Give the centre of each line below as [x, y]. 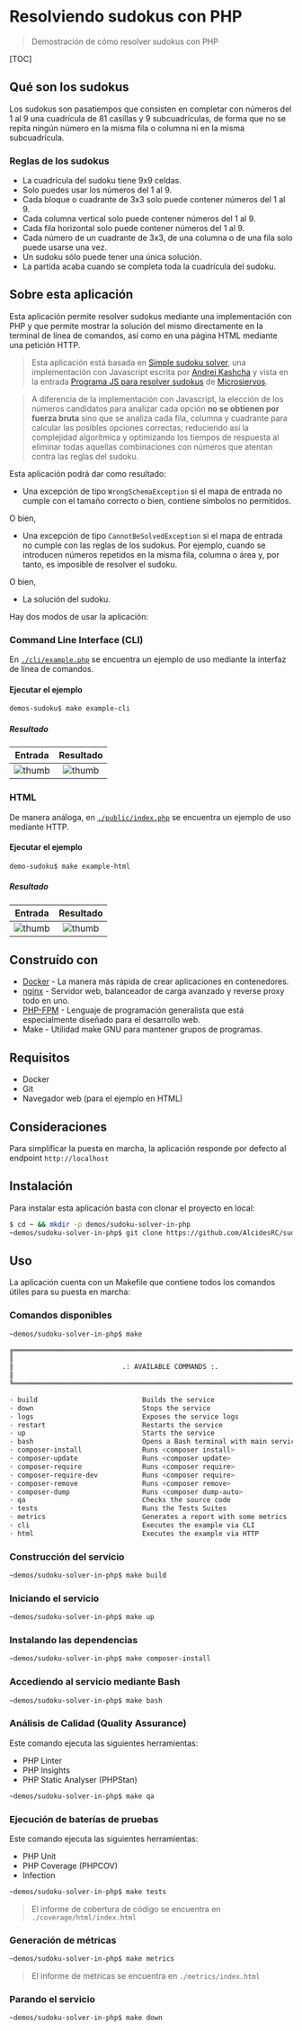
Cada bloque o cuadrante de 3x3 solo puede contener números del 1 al [154, 200]
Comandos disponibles [61, 1315]
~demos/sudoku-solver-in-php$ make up [82, 1617]
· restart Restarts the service [116, 1425]
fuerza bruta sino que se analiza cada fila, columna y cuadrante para [159, 418]
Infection [39, 1875]
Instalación [41, 1186]
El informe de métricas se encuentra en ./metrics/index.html [146, 1975]
